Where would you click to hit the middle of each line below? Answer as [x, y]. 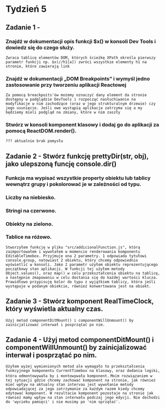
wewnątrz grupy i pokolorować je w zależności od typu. [74, 184]
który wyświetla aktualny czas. [54, 309]
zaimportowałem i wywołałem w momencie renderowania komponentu [73, 252]
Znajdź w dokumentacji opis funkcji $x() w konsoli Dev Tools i [81, 41]
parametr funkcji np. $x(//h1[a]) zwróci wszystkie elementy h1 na [76, 62]
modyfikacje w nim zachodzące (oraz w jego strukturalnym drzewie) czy [81, 104]
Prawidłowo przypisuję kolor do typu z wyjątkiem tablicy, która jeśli [81, 282]
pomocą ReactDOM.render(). [41, 131]
